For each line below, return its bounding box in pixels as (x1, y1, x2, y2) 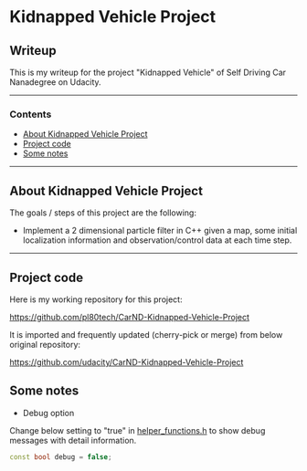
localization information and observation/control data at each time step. (22, 235, 292, 246)
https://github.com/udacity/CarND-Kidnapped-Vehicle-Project (9, 356, 244, 367)
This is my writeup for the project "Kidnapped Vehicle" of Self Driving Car (9, 67, 286, 78)
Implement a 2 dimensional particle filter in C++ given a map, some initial (22, 225, 298, 236)
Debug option (22, 407, 75, 418)
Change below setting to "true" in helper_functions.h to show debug (9, 424, 266, 435)
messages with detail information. (9, 434, 137, 445)
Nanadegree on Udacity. (9, 77, 102, 88)
